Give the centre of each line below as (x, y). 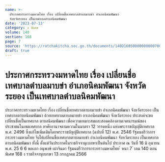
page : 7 (13, 42)
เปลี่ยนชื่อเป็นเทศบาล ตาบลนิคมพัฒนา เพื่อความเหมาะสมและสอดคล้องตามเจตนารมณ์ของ (76, 121)
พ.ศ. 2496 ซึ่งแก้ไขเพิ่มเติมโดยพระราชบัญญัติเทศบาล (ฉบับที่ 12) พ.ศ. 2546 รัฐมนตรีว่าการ (80, 132)
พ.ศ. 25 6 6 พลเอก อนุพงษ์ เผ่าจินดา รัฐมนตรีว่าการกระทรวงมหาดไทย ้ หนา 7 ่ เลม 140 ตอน (81, 149)
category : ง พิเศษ (22, 28)
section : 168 (18, 37)
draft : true (17, 50)
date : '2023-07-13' (25, 23)
